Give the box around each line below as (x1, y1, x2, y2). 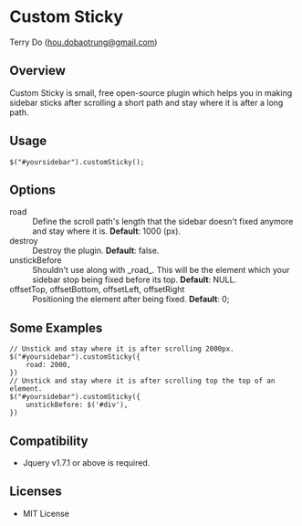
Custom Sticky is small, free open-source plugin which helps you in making (9, 87, 293, 98)
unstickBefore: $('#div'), (26, 400, 129, 410)
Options (9, 182, 57, 197)
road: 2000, (26, 361, 71, 370)
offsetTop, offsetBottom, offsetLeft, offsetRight (9, 284, 185, 295)
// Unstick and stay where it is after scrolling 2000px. (9, 344, 234, 353)
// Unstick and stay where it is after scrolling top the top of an (9, 376, 276, 385)
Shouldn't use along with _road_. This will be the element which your (32, 265, 290, 276)
